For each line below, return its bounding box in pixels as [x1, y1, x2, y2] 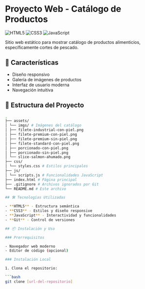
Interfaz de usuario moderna [12, 82, 70, 88]
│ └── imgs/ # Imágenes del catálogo [5, 123, 82, 128]
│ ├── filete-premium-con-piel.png [5, 132, 77, 137]
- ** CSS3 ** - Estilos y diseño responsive [5, 208, 92, 214]
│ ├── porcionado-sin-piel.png [5, 150, 69, 155]
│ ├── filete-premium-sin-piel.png [5, 136, 77, 142]
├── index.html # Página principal [5, 177, 77, 182]
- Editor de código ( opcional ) [5, 248, 69, 253]
